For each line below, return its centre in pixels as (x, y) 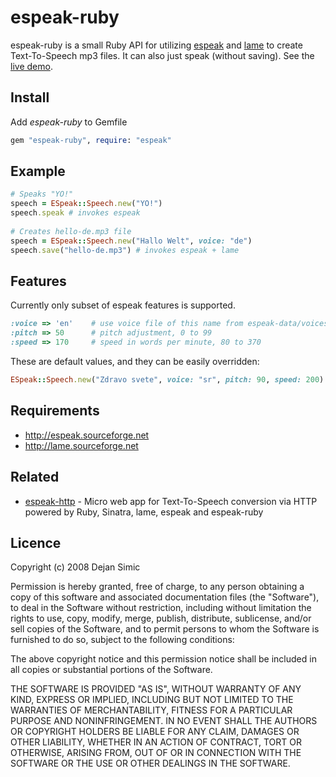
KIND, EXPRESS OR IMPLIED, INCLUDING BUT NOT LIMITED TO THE (152, 700)
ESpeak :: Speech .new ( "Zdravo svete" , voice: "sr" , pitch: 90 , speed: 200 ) (167, 380)
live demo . (31, 66)
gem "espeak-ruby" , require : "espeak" (91, 140)
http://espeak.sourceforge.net (87, 435)
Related (35, 477)
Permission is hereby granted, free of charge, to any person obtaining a (157, 587)
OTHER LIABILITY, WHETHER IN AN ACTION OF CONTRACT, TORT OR (156, 742)
